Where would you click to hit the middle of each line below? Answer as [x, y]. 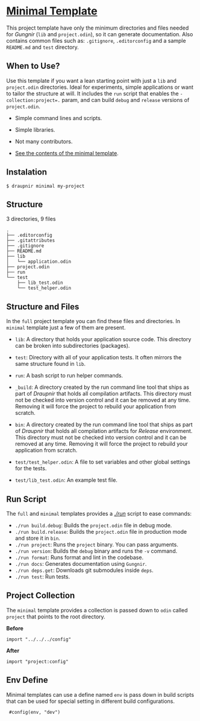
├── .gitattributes [31, 241]
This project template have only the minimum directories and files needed [98, 28]
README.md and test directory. [43, 47]
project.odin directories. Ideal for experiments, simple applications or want [100, 87]
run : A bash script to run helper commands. [69, 376]
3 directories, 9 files [31, 219]
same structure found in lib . [50, 364]
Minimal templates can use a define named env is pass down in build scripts [100, 694]
